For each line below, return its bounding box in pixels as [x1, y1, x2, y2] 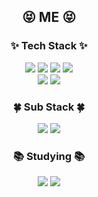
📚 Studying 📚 [12, 149, 86, 163]
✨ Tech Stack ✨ [10, 39, 88, 53]
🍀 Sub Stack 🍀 [12, 100, 86, 114]
